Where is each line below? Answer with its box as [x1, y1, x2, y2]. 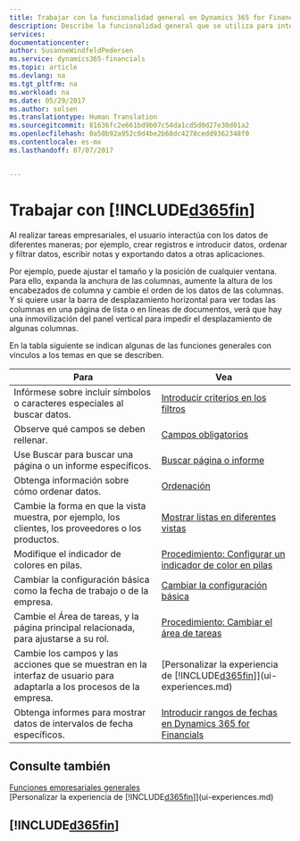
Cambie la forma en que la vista [13, 499, 146, 512]
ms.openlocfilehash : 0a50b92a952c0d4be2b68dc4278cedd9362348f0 [9, 129, 250, 138]
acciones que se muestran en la [13, 658, 147, 670]
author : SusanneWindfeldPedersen [9, 46, 134, 55]
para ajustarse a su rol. [13, 632, 110, 645]
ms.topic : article [9, 63, 78, 72]
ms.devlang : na [9, 71, 66, 80]
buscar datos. [13, 408, 71, 420]
